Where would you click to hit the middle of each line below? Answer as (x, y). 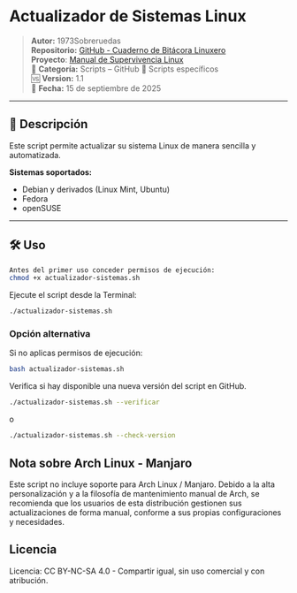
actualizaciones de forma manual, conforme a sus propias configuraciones (145, 512)
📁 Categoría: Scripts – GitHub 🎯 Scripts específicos (125, 69)
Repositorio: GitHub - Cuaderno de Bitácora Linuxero (128, 49)
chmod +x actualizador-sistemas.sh (75, 278)
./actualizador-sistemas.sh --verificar (85, 403)
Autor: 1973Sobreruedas (76, 41)
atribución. (29, 580)
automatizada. (35, 155)
